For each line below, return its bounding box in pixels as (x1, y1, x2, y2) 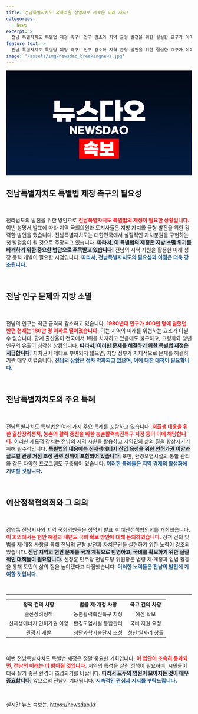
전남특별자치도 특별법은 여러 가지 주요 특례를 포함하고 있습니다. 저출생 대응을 (6, 423, 182, 430)
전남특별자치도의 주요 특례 (6, 395, 95, 405)
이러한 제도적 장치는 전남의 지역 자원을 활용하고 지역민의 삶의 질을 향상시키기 (14, 438, 190, 445)
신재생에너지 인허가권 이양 (8, 619, 69, 626)
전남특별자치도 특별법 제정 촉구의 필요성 (6, 188, 142, 198)
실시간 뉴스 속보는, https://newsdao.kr (6, 701, 96, 708)
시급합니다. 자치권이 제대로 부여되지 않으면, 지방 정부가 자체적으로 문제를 (6, 349, 173, 356)
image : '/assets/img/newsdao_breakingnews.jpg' (6, 53, 126, 59)
